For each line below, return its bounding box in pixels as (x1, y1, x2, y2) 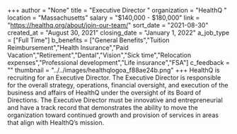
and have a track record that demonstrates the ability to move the (7, 104, 198, 111)
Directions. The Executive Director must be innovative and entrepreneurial (7, 96, 223, 104)
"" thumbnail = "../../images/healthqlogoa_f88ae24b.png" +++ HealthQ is (7, 66, 220, 74)
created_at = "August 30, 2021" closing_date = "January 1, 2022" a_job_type (7, 28, 230, 37)
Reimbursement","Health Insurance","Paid (7, 44, 129, 51)
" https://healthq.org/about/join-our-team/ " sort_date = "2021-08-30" (7, 21, 209, 29)
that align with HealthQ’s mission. (7, 118, 105, 126)
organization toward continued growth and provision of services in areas (7, 111, 219, 119)
